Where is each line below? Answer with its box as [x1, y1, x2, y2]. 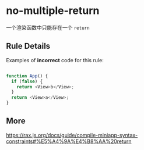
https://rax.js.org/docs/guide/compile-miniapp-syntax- [6, 131, 138, 138]
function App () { [6, 73, 48, 79]
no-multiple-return [6, 4, 100, 17]
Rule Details [6, 41, 51, 51]
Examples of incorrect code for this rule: [6, 56, 104, 63]
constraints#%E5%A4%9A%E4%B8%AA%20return [6, 138, 132, 145]
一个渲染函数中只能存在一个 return [6, 24, 90, 31]
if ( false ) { [11, 78, 43, 84]
